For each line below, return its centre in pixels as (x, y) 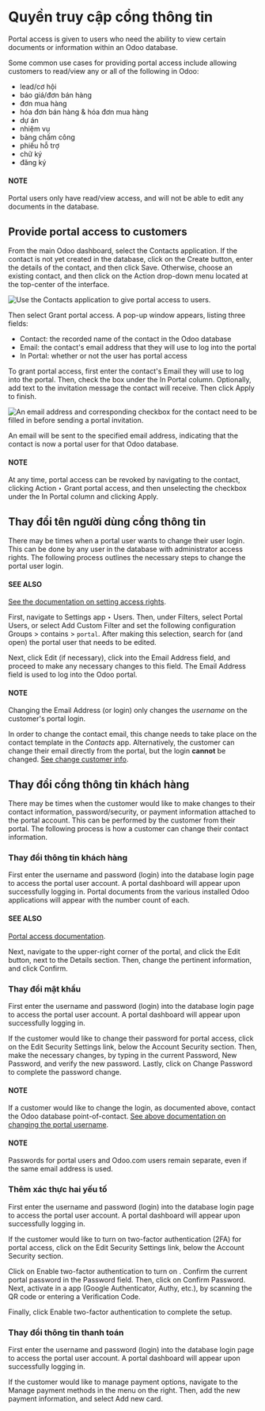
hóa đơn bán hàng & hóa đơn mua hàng (84, 112)
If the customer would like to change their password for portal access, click (131, 1038)
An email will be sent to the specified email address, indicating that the (123, 435)
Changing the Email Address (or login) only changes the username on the (128, 711)
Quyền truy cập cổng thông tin (111, 17)
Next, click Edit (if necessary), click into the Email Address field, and (119, 658)
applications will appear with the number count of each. (99, 900)
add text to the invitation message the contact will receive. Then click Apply (131, 388)
